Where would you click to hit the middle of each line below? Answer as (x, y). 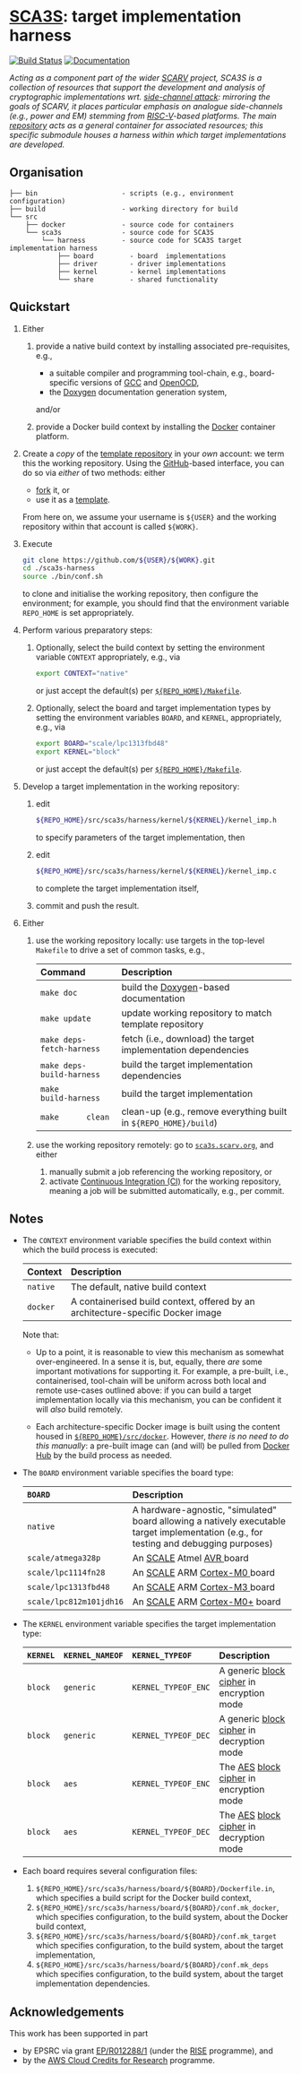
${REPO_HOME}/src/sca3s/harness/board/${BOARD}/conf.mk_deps (152, 1966)
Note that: (41, 1335)
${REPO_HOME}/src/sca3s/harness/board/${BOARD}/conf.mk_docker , (157, 1907)
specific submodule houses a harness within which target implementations (148, 134)
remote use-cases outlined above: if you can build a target (144, 1390)
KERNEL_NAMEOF (93, 1656)
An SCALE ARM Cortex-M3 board (204, 1587)
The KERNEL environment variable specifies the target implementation (149, 1624)
